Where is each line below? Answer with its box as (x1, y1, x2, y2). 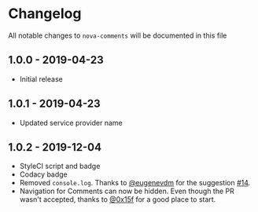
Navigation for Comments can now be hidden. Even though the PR (19, 186, 234, 196)
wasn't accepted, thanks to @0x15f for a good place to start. (19, 195, 216, 204)
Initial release (19, 74, 63, 83)
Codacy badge (19, 170, 68, 179)
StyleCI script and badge (19, 162, 101, 171)
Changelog (8, 5, 82, 23)
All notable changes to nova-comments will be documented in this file (8, 31, 227, 40)
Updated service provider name (19, 118, 123, 127)
